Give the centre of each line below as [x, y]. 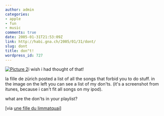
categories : [17, 14]
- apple [13, 19]
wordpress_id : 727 [24, 55]
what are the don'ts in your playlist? [41, 99]
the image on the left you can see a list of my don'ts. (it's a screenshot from [82, 84]
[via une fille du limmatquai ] [33, 108]
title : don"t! [20, 51]
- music [13, 28]
